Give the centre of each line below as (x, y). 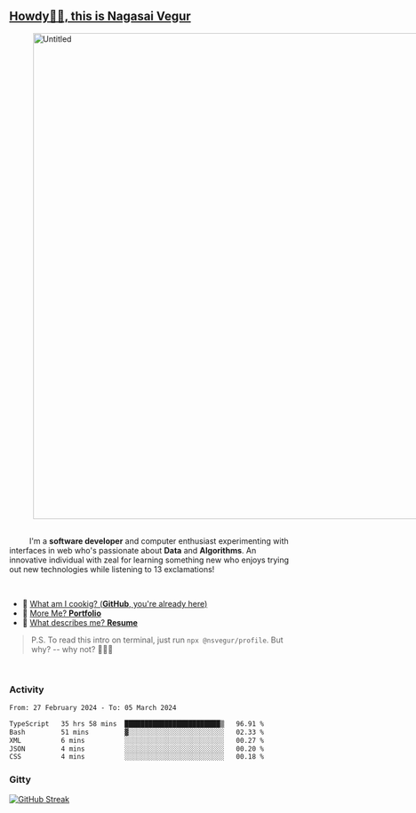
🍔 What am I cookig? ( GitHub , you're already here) (115, 603)
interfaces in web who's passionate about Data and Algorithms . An (133, 550)
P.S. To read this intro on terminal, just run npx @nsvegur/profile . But (157, 640)
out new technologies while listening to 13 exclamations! (112, 569)
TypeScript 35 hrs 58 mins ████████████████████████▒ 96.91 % (137, 724)
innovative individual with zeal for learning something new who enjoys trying (149, 560)
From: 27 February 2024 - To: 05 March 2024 (93, 708)
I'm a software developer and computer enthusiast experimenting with (159, 541)
